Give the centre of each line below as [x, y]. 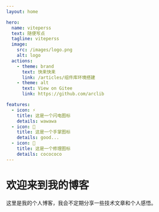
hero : [13, 22]
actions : [22, 61]
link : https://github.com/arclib [63, 94]
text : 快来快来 [39, 72]
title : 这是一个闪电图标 [44, 115]
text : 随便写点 [28, 33]
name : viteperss [31, 28]
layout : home [22, 12]
